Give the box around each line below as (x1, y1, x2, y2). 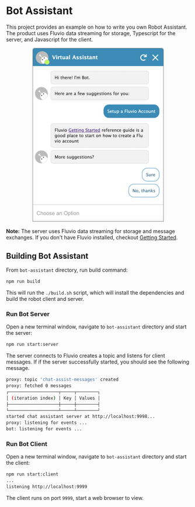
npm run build (6, 279, 41, 285)
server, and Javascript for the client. (6, 36, 93, 43)
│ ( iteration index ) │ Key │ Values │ (6, 395, 100, 401)
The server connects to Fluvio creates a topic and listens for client (6, 352, 165, 359)
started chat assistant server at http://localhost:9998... (6, 414, 156, 420)
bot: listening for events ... (6, 426, 82, 432)
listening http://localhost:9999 (6, 484, 88, 490)
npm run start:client (6, 471, 59, 478)
